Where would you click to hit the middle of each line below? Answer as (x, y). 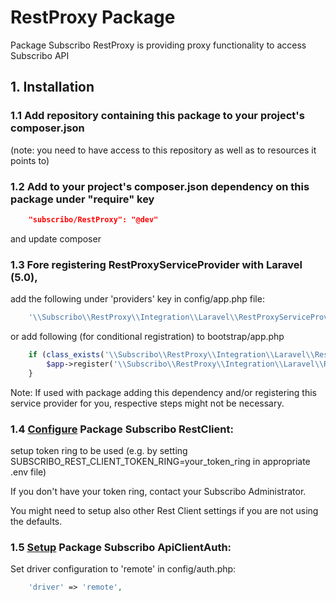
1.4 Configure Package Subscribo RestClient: (122, 429)
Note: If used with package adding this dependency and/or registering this (163, 392)
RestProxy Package (93, 17)
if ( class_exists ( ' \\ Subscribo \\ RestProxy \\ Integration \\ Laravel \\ (171, 354)
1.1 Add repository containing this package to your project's (157, 116)
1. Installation (52, 87)
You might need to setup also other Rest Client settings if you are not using (164, 510)
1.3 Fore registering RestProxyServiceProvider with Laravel (156, 264)
